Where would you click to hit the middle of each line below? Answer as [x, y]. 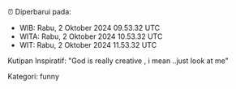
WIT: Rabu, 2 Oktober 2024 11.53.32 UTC [88, 45]
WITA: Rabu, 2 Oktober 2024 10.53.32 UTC [91, 36]
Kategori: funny [34, 76]
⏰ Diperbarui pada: [40, 12]
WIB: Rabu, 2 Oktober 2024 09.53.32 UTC [90, 28]
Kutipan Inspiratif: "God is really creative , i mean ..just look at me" [118, 61]
